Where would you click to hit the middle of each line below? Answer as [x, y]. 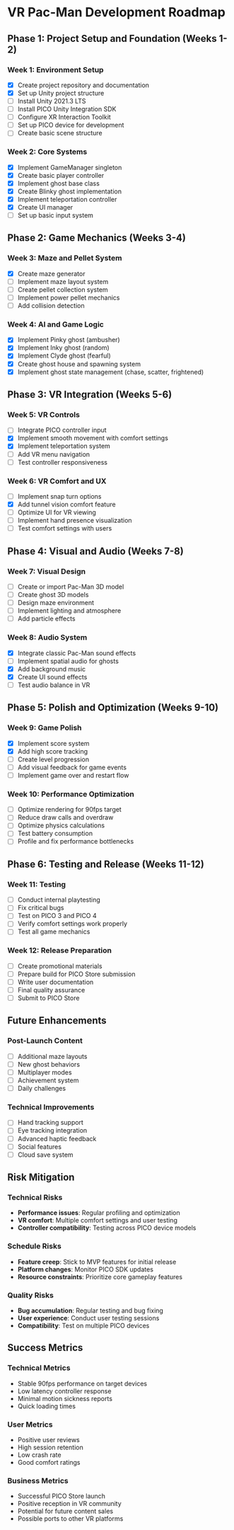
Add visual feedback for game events [72, 767]
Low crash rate [39, 1455]
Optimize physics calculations [61, 825]
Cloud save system [45, 1155]
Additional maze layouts [52, 1056]
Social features [40, 1146]
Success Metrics [45, 1348]
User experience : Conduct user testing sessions [88, 1317]
